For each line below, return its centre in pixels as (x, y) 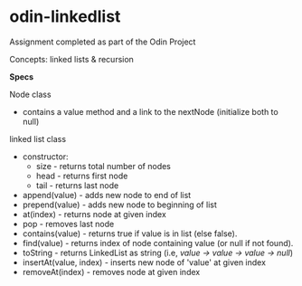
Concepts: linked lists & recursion (71, 59)
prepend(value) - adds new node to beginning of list (119, 205)
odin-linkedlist (65, 17)
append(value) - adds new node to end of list (107, 195)
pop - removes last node (68, 224)
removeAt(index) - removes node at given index (111, 272)
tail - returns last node (77, 185)
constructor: (46, 157)
